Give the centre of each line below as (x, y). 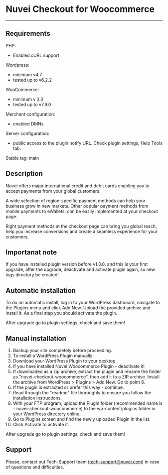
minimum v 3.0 (28, 99)
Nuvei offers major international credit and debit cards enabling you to (78, 186)
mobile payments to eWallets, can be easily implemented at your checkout (82, 211)
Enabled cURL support (36, 55)
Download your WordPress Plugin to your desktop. (65, 361)
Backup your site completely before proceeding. (62, 350)
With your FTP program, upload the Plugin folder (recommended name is (87, 403)
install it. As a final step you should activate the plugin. (62, 313)
